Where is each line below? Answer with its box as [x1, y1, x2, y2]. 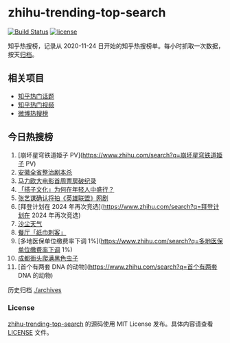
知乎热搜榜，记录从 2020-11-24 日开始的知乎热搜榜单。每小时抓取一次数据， [8, 41, 225, 49]
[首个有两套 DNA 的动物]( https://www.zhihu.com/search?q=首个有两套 [17, 263, 218, 271]
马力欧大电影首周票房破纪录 [17, 177, 97, 185]
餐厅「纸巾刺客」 [17, 228, 67, 236]
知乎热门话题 [17, 91, 54, 100]
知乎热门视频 [17, 100, 54, 109]
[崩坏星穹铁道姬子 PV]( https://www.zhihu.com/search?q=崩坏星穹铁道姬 [17, 151, 223, 159]
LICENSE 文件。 [8, 328, 54, 336]
